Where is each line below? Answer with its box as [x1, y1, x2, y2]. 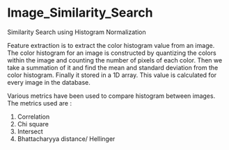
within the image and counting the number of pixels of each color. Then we [7, 56, 223, 64]
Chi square [17, 119, 49, 128]
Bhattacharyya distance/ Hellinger [17, 134, 116, 143]
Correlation [17, 112, 50, 121]
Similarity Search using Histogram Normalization [7, 28, 146, 36]
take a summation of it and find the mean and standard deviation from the [7, 63, 219, 72]
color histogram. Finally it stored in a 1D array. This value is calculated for [7, 71, 217, 79]
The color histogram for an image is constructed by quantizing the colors [7, 49, 217, 57]
